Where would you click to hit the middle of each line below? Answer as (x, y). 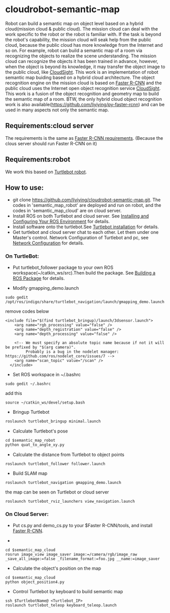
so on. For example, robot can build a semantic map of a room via (74, 50)
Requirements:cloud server (49, 126)
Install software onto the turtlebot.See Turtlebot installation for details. (86, 227)
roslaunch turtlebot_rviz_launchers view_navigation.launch (70, 502)
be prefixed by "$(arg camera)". (41, 347)
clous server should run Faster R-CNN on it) (51, 143)
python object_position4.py (35, 582)
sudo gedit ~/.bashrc (28, 384)
